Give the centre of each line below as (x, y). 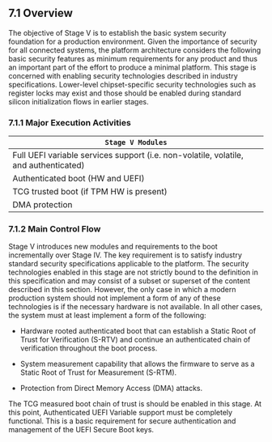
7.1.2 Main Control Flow (55, 229)
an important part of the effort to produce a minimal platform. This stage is (132, 67)
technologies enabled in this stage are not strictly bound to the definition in (134, 272)
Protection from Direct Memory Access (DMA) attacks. (111, 389)
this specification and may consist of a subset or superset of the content (130, 281)
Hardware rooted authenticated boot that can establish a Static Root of (138, 331)
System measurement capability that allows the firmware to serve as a (137, 364)
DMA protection (42, 205)
